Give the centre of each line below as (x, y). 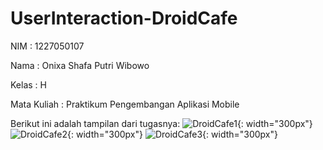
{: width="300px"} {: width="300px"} (173, 134)
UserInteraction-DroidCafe (124, 18)
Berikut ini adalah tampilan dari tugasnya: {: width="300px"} (161, 123)
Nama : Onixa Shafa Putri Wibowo (80, 65)
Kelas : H (28, 84)
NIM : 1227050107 (47, 46)
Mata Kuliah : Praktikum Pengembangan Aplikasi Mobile (125, 104)
